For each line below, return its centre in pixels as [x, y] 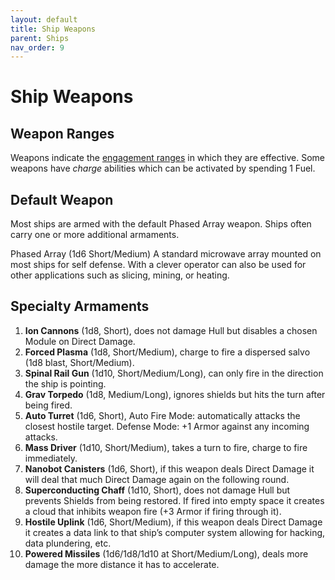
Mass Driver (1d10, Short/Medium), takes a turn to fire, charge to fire [166, 447]
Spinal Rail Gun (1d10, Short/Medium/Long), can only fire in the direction [174, 373]
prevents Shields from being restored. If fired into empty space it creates [174, 500]
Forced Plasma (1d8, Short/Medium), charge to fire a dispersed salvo [167, 352]
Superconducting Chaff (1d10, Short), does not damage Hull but [157, 490]
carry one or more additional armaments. [95, 235]
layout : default [44, 19]
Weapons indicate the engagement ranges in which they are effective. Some [167, 158]
